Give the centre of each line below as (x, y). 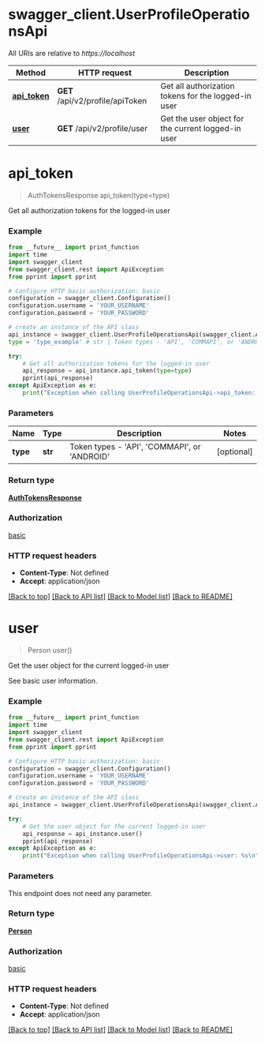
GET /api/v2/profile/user (103, 128)
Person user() (50, 650)
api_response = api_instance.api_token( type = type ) (107, 371)
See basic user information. (53, 681)
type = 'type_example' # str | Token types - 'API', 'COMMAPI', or (121, 342)
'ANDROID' (90, 457)
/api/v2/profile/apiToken (102, 100)
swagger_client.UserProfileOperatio (129, 15)
